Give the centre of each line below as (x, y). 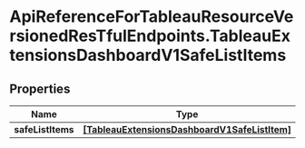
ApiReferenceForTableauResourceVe (152, 17)
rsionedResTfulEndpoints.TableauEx (150, 36)
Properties (40, 89)
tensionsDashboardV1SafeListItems (148, 55)
